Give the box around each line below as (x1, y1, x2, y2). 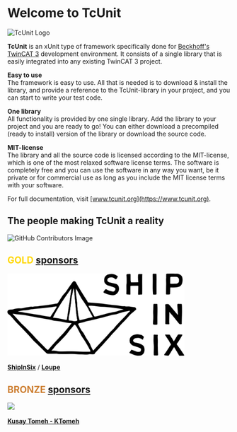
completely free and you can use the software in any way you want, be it (7, 165, 219, 174)
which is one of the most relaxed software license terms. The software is (7, 158, 219, 167)
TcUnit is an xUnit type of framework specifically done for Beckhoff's (7, 42, 210, 50)
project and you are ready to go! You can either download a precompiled (7, 122, 219, 130)
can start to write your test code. (7, 93, 103, 102)
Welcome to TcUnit (7, 5, 122, 21)
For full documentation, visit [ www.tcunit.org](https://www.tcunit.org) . (7, 194, 211, 203)
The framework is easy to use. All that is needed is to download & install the (7, 78, 228, 86)
